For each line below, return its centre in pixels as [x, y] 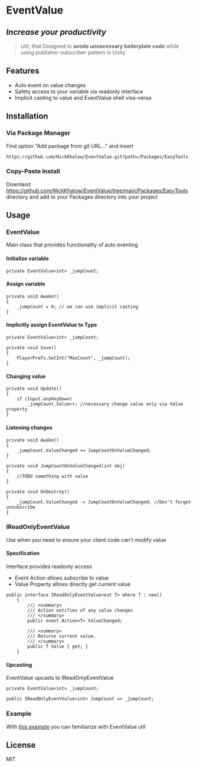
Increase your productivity [56, 32]
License [21, 745]
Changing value [26, 376]
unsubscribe [21, 507]
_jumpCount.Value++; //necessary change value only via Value [105, 404]
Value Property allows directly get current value [73, 584]
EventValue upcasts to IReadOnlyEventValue [60, 678]
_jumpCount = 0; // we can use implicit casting [78, 307]
